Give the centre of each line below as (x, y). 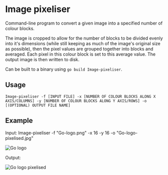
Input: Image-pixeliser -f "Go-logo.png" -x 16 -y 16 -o (60, 133)
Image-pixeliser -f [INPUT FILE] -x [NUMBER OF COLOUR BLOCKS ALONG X (80, 96)
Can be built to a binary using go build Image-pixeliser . (64, 69)
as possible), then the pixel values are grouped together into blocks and (79, 49)
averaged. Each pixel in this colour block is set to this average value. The (80, 54)
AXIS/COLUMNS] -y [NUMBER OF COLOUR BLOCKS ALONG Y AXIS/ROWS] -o (76, 101)
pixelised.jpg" (19, 138)
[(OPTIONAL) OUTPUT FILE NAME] (38, 105)
